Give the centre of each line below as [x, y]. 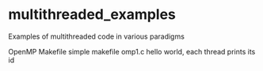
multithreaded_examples [92, 15]
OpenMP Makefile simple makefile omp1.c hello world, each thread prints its [132, 51]
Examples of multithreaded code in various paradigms [96, 36]
